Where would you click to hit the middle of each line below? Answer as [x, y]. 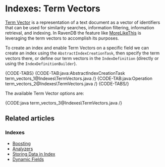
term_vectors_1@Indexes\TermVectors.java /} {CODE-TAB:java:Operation [79, 78]
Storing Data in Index [34, 154]
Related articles [30, 119]
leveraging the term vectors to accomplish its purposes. [62, 38]
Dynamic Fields [28, 159]
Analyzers [23, 149]
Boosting [21, 143]
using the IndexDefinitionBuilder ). [41, 63]
